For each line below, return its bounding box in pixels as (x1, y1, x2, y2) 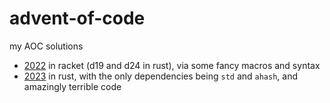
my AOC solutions (9, 40, 84, 52)
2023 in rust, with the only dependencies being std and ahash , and (23, 70, 299, 82)
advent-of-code (9, 7, 146, 30)
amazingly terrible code (23, 80, 122, 92)
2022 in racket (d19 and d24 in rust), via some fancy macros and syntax (23, 59, 321, 71)
